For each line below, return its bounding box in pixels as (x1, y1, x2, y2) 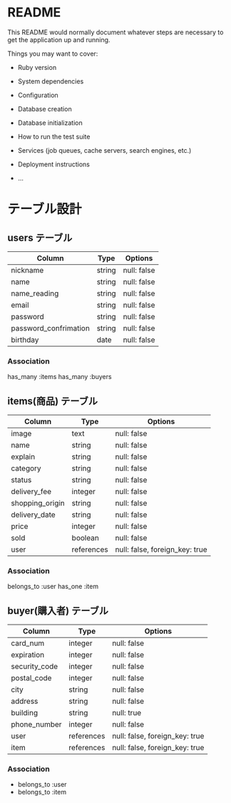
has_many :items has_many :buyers (7, 373, 112, 381)
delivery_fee (11, 487, 52, 497)
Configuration (17, 91, 58, 99)
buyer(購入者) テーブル (7, 605, 109, 617)
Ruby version (17, 63, 57, 71)
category (11, 463, 41, 473)
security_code (11, 662, 58, 672)
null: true (111, 708, 142, 718)
